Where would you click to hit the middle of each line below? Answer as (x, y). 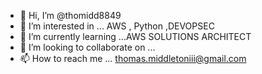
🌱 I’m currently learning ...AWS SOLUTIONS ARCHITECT (135, 36)
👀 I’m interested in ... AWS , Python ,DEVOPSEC (117, 26)
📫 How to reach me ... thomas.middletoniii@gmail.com (133, 58)
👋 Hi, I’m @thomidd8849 (70, 15)
